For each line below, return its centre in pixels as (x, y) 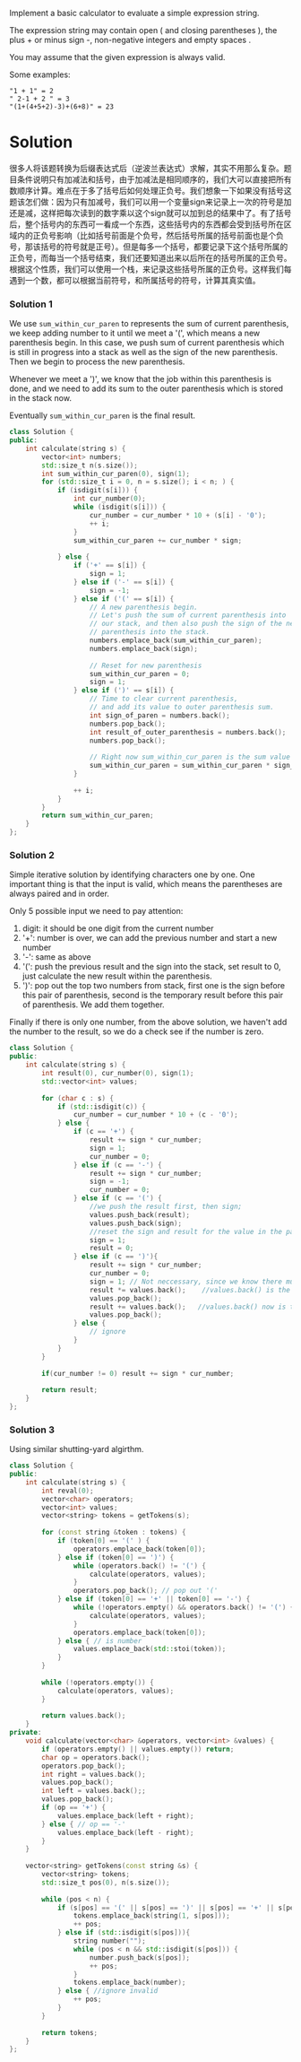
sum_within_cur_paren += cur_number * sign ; (158, 540)
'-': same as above (56, 957)
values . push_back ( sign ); (135, 1223)
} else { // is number (99, 1640)
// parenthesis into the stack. (150, 632)
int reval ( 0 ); (68, 1491)
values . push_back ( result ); (140, 1214)
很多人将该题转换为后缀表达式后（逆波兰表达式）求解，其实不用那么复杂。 (146, 168)
